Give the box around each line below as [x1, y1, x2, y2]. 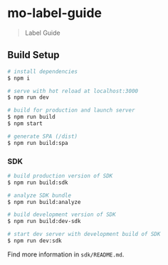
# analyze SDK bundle [7, 192, 72, 199]
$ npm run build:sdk [7, 179, 69, 186]
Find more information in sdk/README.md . [7, 250, 125, 259]
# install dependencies [7, 67, 78, 75]
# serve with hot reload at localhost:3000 [7, 87, 139, 94]
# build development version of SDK [7, 211, 116, 218]
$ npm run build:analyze [7, 198, 81, 205]
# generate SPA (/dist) [7, 133, 78, 140]
